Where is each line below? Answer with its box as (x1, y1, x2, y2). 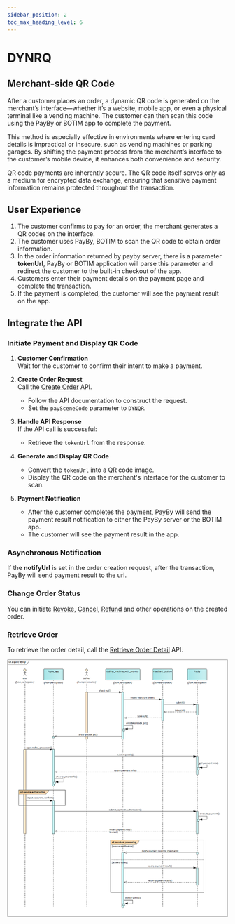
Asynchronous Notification (7, 548, 101, 557)
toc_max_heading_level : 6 (7, 18, 83, 26)
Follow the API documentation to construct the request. (27, 397, 187, 404)
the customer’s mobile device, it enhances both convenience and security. (7, 154, 222, 163)
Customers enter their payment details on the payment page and (17, 275, 204, 283)
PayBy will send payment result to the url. (7, 571, 127, 579)
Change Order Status (7, 588, 81, 598)
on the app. (17, 297, 51, 305)
